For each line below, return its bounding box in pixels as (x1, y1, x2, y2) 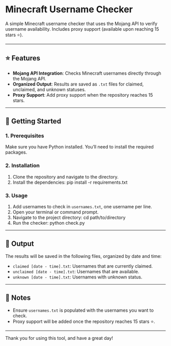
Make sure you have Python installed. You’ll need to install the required (5, 144, 154, 150)
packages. (5, 149, 27, 156)
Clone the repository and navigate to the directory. (12, 174, 119, 180)
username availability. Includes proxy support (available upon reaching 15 (5, 26, 159, 32)
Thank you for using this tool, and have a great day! (5, 335, 113, 341)
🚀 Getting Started (5, 117, 62, 126)
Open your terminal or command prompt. (12, 209, 99, 215)
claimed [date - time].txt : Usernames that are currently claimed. (12, 263, 153, 269)
